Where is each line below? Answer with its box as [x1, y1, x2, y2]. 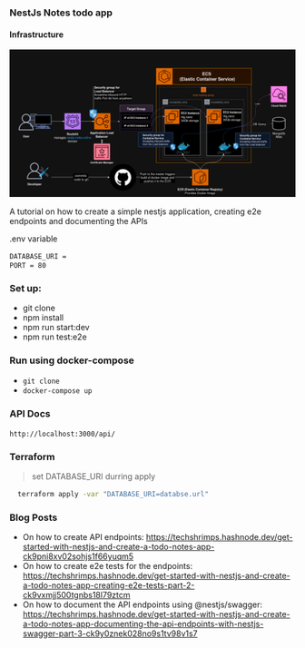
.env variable [9, 233, 58, 244]
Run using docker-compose [9, 354, 134, 367]
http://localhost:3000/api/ [9, 429, 116, 438]
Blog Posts [9, 511, 58, 524]
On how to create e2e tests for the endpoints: [22, 561, 193, 572]
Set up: [9, 281, 43, 294]
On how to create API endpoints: [22, 532, 144, 543]
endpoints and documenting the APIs [9, 216, 148, 226]
